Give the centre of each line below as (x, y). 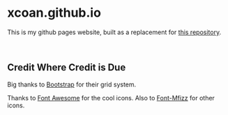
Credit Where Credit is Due (67, 68)
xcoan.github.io (54, 13)
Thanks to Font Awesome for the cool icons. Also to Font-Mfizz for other (111, 98)
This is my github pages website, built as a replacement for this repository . (114, 32)
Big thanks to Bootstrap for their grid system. (72, 84)
